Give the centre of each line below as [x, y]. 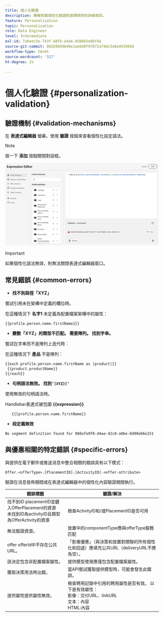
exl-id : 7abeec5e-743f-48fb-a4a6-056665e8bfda [53, 42]
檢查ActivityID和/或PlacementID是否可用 [108, 511]
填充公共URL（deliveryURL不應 [125, 548]
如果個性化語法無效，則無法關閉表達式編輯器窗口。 [56, 263]
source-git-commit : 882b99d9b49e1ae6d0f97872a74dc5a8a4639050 [70, 46]
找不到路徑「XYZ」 [32, 293]
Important [15, 253]
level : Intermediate [26, 36]
